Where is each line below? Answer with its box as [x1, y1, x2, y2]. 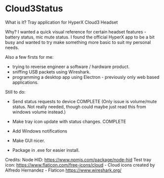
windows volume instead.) [12, 109, 66, 115]
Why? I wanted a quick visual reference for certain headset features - [5, 29, 147, 35]
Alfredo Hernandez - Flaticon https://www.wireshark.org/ [5, 167, 122, 173]
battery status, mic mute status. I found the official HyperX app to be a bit [5, 34, 155, 40]
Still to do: [5, 89, 26, 95]
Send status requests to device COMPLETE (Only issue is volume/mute [12, 98, 157, 104]
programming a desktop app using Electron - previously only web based [12, 74, 160, 80]
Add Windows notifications [12, 128, 68, 134]
